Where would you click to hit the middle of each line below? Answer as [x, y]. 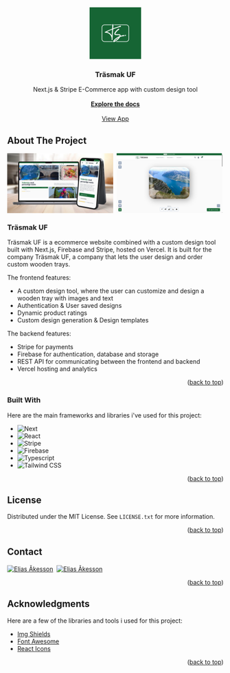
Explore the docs [115, 104]
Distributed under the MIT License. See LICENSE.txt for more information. [111, 517]
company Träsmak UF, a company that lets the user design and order [105, 257]
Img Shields [34, 634]
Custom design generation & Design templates [83, 320]
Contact [25, 551]
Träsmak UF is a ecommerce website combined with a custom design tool [112, 242]
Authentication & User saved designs [69, 306]
